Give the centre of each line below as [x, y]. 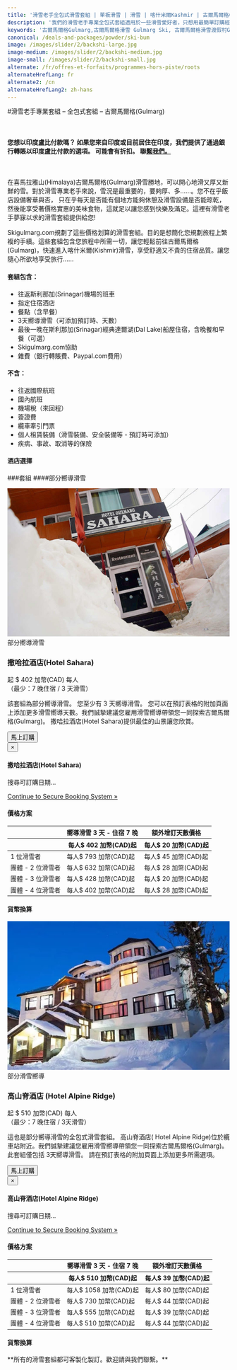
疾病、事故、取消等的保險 [55, 443]
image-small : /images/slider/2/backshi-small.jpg [82, 60]
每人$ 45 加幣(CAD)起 [176, 856]
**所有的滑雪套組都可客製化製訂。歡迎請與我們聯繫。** [88, 1359]
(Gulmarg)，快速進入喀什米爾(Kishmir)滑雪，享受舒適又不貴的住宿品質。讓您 [119, 251]
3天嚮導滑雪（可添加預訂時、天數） [69, 320]
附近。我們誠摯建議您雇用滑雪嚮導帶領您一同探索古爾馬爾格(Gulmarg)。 [124, 1146]
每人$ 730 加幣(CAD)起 [101, 1301]
